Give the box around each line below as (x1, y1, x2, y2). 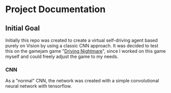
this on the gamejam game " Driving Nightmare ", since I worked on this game (5, 48, 166, 54)
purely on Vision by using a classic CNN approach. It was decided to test (5, 43, 159, 49)
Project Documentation (5, 4, 106, 15)
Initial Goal (5, 24, 40, 33)
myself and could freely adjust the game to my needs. (5, 53, 119, 59)
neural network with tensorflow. (5, 83, 72, 89)
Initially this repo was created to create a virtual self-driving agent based (5, 37, 158, 43)
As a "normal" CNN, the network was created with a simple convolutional (5, 78, 159, 84)
